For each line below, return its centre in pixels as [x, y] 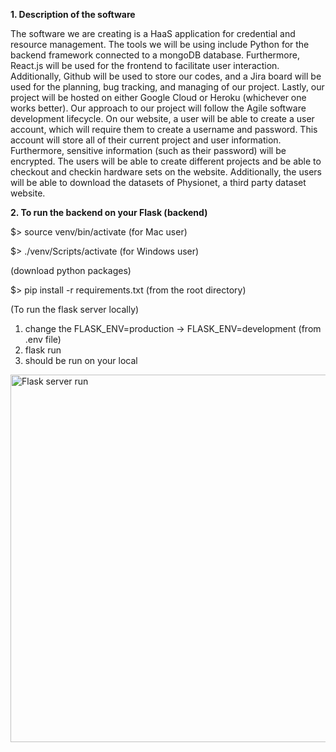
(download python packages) [71, 270]
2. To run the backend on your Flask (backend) [109, 212]
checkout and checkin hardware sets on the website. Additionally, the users [166, 172]
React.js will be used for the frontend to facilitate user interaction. [145, 65]
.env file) [43, 339]
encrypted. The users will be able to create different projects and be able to [166, 161]
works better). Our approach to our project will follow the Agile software [158, 108]
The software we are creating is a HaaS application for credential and [153, 33]
